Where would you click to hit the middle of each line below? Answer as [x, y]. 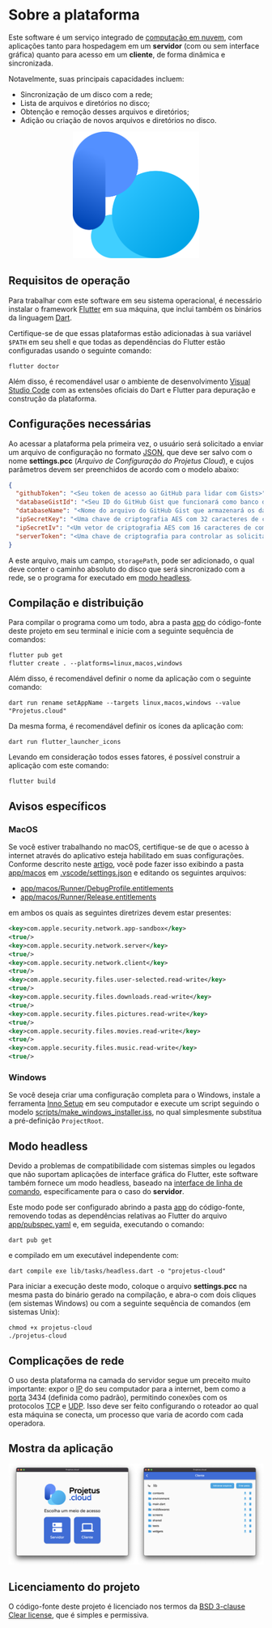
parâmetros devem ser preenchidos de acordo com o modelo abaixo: [124, 469]
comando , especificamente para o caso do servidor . [96, 1192]
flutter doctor [34, 366]
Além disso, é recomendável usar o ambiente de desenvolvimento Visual [130, 381]
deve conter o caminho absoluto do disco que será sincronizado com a [127, 569]
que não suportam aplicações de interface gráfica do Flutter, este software [134, 1175]
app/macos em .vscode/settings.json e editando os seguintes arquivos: [127, 873]
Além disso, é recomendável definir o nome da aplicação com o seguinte [130, 678]
